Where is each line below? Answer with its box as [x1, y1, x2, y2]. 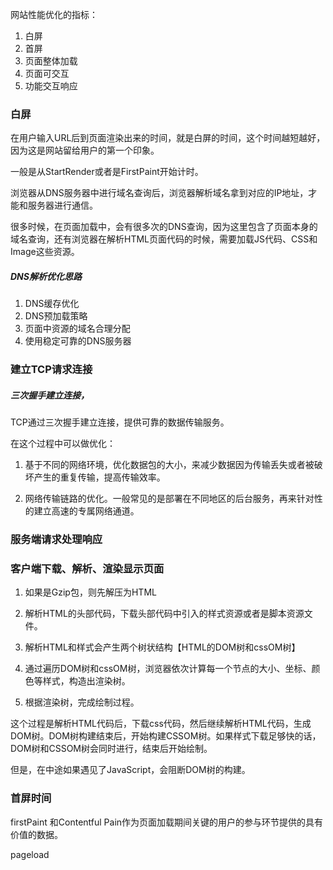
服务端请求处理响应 [10, 533, 103, 547]
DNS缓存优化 [24, 298, 80, 310]
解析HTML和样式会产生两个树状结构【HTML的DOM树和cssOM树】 [24, 641, 301, 653]
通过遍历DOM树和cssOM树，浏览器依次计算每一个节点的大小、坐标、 [24, 663, 312, 675]
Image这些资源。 [10, 246, 80, 258]
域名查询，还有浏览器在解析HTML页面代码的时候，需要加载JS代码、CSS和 [10, 233, 318, 245]
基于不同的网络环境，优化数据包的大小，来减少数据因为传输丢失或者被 [24, 459, 315, 471]
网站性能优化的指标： [10, 9, 98, 20]
